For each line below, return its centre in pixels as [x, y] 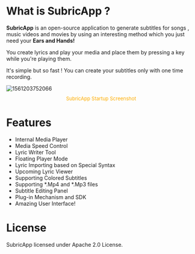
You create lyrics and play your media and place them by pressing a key [95, 52]
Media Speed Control [41, 145]
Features [29, 123]
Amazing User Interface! [45, 203]
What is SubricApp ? [58, 11]
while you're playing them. [39, 59]
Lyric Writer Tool [35, 152]
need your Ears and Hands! [41, 40]
